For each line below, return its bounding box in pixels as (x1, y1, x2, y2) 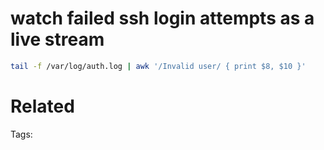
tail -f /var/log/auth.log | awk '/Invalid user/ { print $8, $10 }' (10, 61, 307, 71)
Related (10, 95, 75, 117)
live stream (10, 28, 105, 51)
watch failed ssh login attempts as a (10, 7, 315, 30)
